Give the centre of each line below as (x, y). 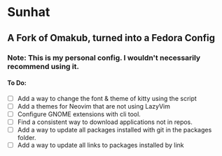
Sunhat (29, 12)
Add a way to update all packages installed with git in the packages (115, 130)
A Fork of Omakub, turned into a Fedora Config (111, 38)
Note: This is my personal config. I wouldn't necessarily (104, 58)
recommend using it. (43, 66)
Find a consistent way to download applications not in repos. (105, 122)
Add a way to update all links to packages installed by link (100, 145)
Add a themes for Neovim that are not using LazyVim (93, 106)
